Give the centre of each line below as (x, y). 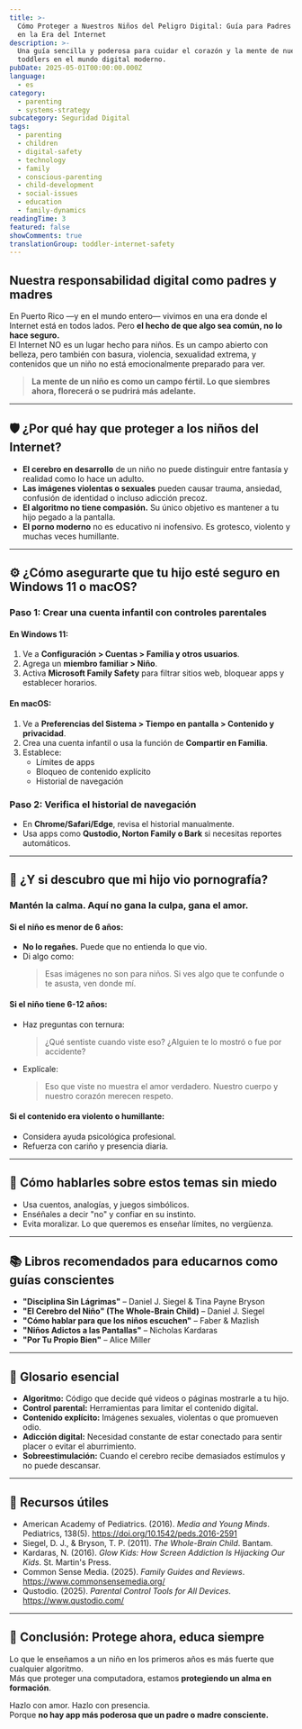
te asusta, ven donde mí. (90, 984)
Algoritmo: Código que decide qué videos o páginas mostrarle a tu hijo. (155, 1398)
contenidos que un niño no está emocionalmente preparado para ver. (138, 364)
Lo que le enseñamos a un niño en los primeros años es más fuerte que (142, 1659)
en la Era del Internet (62, 34)
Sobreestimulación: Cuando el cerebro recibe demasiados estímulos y (154, 1456)
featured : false (40, 227)
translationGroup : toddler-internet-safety (92, 244)
